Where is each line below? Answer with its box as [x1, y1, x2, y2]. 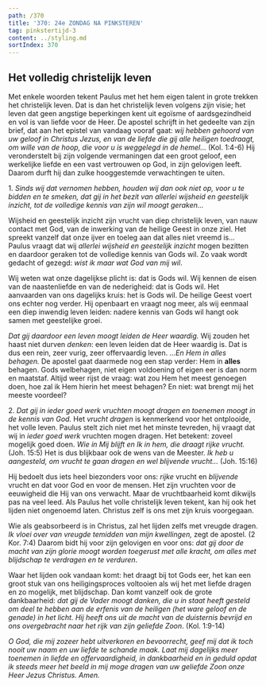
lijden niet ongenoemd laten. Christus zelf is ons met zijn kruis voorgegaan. [8, 505, 254, 515]
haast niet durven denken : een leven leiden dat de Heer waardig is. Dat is [8, 339, 248, 349]
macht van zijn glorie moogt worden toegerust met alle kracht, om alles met [8, 546, 256, 555]
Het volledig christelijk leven [8, 71, 152, 84]
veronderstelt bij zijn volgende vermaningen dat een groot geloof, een [8, 150, 237, 160]
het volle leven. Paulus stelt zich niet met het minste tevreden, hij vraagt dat [8, 423, 256, 432]
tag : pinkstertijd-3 [8, 26, 77, 34]
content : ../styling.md [8, 33, 87, 42]
